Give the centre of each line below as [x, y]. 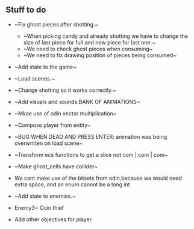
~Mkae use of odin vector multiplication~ [65, 113]
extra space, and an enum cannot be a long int [72, 184]
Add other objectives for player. [53, 219]
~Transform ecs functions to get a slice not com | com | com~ [91, 154]
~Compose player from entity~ [52, 125]
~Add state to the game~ [45, 67]
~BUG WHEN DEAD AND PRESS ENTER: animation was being [91, 136]
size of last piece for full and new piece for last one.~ [89, 42]
